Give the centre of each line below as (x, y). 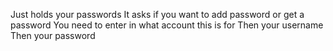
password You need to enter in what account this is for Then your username (167, 25)
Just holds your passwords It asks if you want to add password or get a (157, 14)
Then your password (53, 35)
